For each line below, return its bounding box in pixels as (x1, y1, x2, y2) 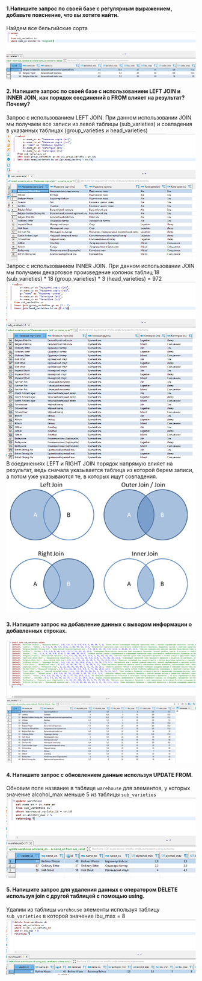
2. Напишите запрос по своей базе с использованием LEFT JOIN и (6, 88, 181, 95)
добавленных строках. (6, 627, 67, 634)
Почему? (6, 100, 31, 108)
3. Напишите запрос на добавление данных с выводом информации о (6, 621, 192, 628)
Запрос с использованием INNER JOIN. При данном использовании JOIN (6, 262, 195, 269)
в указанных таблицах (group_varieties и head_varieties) (6, 127, 148, 134)
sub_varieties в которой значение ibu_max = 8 (6, 912, 126, 920)
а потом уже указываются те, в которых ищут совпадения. (6, 473, 158, 480)
